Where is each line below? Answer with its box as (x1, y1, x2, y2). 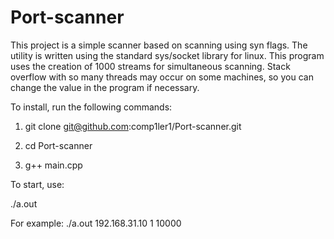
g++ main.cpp (24, 159, 83, 171)
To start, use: (10, 178, 65, 190)
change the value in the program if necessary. (10, 81, 200, 93)
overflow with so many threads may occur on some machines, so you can (10, 71, 314, 83)
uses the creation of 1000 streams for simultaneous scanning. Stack (10, 60, 291, 72)
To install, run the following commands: (10, 101, 173, 113)
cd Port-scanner (24, 139, 93, 151)
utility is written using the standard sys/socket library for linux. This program (10, 49, 325, 61)
